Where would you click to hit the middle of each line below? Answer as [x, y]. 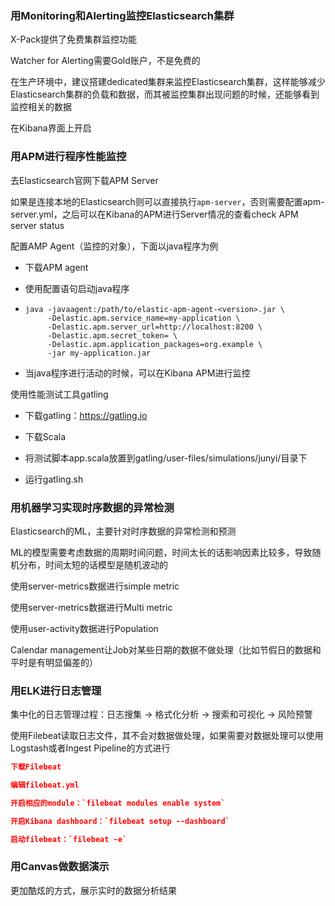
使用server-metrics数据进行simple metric [95, 586]
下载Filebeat [36, 767]
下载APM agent [56, 267]
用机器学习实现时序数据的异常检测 [92, 507]
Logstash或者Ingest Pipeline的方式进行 [90, 748]
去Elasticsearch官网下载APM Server [84, 180]
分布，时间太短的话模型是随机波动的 [93, 564]
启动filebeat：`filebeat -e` [69, 839]
